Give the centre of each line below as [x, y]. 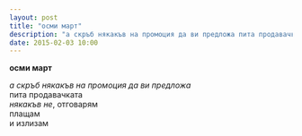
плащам [25, 114]
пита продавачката [46, 95]
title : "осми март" [46, 26]
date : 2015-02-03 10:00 [54, 42]
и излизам [29, 123]
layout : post [34, 17]
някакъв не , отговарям [54, 105]
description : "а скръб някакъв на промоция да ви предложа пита [132, 34]
